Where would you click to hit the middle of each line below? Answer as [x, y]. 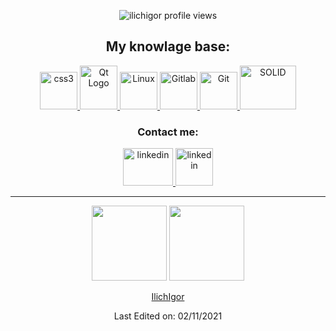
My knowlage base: [168, 46]
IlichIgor [168, 297]
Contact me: [168, 132]
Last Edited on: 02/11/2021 [168, 316]
